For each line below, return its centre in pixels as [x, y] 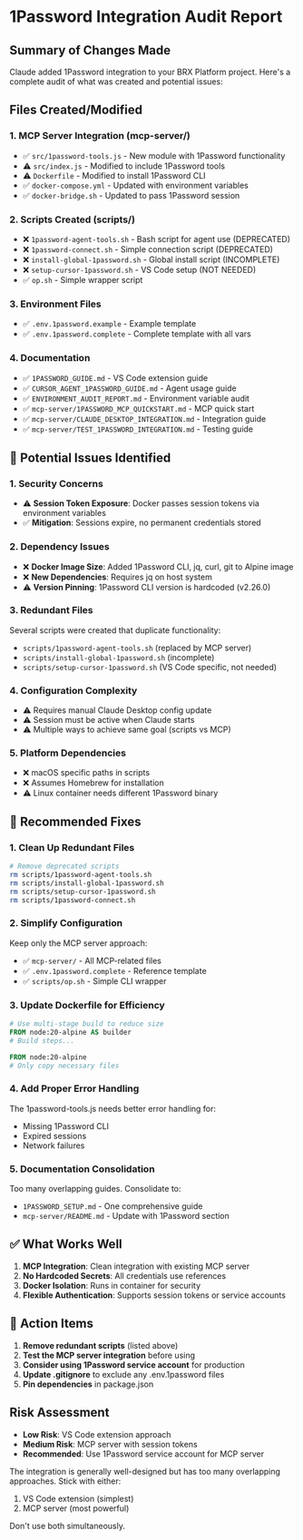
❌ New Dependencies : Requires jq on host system [117, 577]
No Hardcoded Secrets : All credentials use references [124, 1275]
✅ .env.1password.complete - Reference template [114, 970]
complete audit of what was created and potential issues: [117, 82]
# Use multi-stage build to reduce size [87, 1024]
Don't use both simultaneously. [67, 1525]
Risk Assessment [59, 1413]
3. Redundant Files [51, 610]
